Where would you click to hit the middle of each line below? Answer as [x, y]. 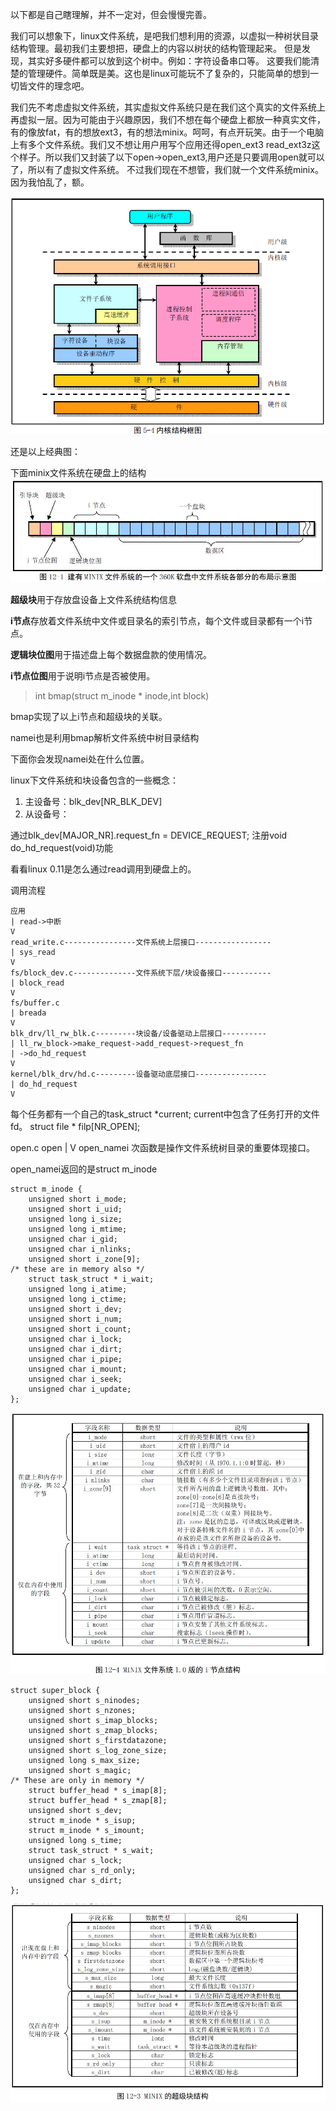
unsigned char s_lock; [75, 1860]
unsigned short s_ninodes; [84, 1700]
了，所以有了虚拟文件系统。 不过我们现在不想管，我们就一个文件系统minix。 [167, 169]
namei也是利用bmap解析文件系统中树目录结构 [105, 737]
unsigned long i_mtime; [78, 1229]
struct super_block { [55, 1690]
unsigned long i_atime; [78, 1289]
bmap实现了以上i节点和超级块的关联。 [89, 716]
